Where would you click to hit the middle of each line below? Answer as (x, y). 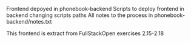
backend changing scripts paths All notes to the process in (80, 15)
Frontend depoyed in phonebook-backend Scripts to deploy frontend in (95, 9)
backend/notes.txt (29, 21)
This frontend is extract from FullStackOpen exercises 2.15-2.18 (85, 33)
